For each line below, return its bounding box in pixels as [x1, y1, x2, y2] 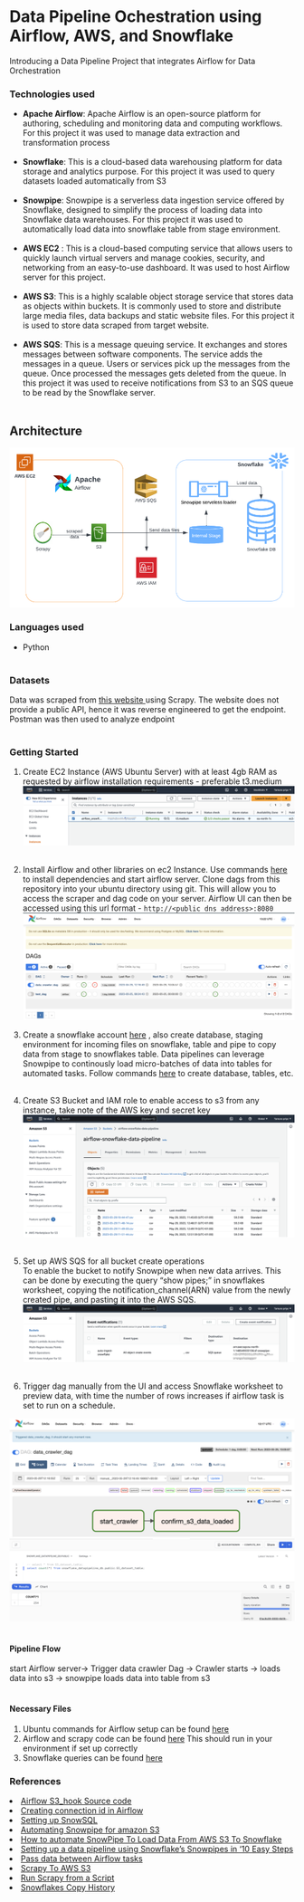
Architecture [9, 423, 83, 438]
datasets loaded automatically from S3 [22, 176, 167, 186]
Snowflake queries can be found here [22, 1752, 163, 1763]
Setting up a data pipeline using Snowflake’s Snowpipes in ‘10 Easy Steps [21, 1843, 294, 1854]
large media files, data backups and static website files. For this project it [22, 311, 295, 321]
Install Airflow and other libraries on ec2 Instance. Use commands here [22, 864, 288, 875]
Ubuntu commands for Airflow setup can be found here [22, 1723, 229, 1735]
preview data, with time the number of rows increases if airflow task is [22, 1390, 285, 1400]
